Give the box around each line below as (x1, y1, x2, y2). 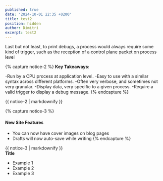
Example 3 (12, 171, 34, 177)
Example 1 (12, 160, 33, 166)
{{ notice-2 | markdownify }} (5, 99, 63, 104)
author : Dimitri (5, 26, 39, 31)
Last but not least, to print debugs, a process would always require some (5, 44, 154, 49)
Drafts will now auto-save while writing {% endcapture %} (12, 136, 131, 142)
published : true (5, 7, 39, 12)
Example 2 (12, 165, 34, 171)
